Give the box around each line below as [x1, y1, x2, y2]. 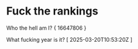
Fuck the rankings [6, 4, 99, 18]
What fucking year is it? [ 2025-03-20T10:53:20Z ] [6, 36, 133, 43]
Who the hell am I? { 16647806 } [6, 24, 87, 31]
